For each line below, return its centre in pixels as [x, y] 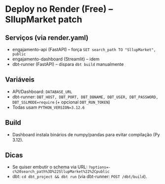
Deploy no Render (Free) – [59, 9]
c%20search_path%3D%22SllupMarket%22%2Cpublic [61, 172]
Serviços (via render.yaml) [47, 38]
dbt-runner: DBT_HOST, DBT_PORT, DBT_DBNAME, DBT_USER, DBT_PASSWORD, [85, 96]
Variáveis [20, 80]
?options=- [99, 168]
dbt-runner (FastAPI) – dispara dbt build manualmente [68, 64]
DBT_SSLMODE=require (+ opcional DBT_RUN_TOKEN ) [61, 102]
